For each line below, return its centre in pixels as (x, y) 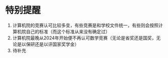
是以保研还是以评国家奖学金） (48, 44)
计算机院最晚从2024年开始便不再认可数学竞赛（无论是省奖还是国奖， (84, 38)
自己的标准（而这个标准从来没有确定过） (68, 31)
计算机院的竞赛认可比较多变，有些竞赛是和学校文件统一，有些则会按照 (86, 25)
